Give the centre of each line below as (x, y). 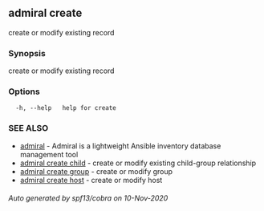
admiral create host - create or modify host (91, 180)
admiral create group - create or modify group (96, 171)
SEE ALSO (28, 128)
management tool (49, 154)
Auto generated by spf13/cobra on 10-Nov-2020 (88, 198)
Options (24, 91)
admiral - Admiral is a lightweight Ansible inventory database (120, 146)
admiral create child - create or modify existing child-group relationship (138, 163)
